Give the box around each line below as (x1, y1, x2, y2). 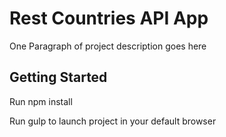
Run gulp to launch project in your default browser (9, 115, 217, 127)
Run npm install (9, 95, 73, 107)
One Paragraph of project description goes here (9, 40, 207, 52)
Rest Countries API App (9, 7, 209, 30)
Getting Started (9, 69, 108, 86)
